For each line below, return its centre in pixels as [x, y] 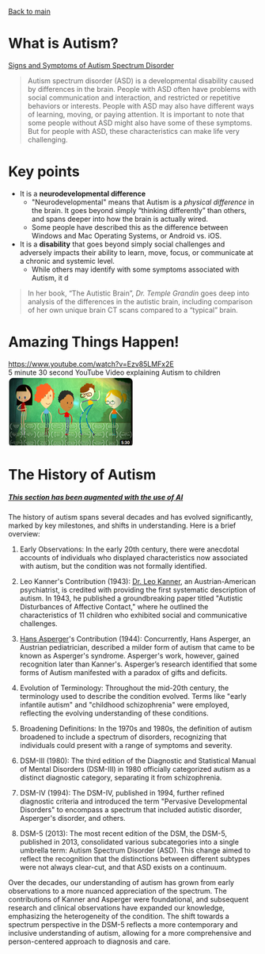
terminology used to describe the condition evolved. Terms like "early [133, 696]
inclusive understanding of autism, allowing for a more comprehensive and [130, 933]
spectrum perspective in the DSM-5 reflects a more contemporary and [123, 924]
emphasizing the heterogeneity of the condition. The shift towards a [119, 916]
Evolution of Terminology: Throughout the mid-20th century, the [124, 688]
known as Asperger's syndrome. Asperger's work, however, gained [129, 655]
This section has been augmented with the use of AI [96, 497]
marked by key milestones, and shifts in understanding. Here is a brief [122, 525]
